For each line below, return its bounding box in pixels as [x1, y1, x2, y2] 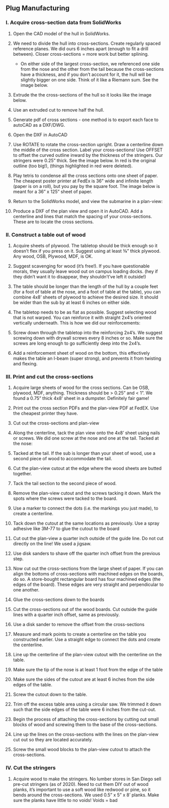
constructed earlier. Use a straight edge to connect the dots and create [13, 637, 160, 643]
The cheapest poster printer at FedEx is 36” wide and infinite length [13, 178, 153, 184]
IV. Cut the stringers [6, 764, 56, 771]
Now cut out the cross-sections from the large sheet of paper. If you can [13, 565, 163, 572]
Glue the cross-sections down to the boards [13, 596, 105, 602]
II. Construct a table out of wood [6, 231, 86, 238]
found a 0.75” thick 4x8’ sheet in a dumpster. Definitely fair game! [13, 395, 149, 401]
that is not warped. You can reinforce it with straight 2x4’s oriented [13, 314, 151, 321]
